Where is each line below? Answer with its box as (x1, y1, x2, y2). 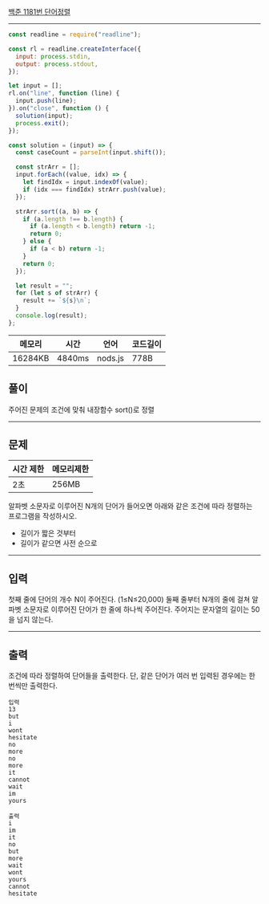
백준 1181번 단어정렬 (8, 7, 70, 16)
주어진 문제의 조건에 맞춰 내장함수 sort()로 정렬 (8, 405, 155, 414)
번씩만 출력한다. (8, 681, 58, 690)
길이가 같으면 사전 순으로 (19, 539, 98, 548)
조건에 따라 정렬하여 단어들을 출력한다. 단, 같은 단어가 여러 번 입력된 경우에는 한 (8, 671, 256, 680)
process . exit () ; (15, 119, 70, 127)
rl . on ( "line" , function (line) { (8, 89, 120, 98)
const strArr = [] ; (15, 163, 81, 171)
